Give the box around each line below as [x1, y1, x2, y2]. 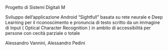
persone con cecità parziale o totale [5, 30, 80, 36]
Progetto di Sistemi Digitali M [5, 5, 66, 10]
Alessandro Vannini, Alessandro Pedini [5, 40, 86, 46]
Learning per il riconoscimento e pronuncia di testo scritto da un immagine [5, 20, 160, 25]
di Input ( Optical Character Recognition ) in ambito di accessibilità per [5, 25, 151, 31]
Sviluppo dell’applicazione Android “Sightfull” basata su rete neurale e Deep [5, 14, 163, 20]
